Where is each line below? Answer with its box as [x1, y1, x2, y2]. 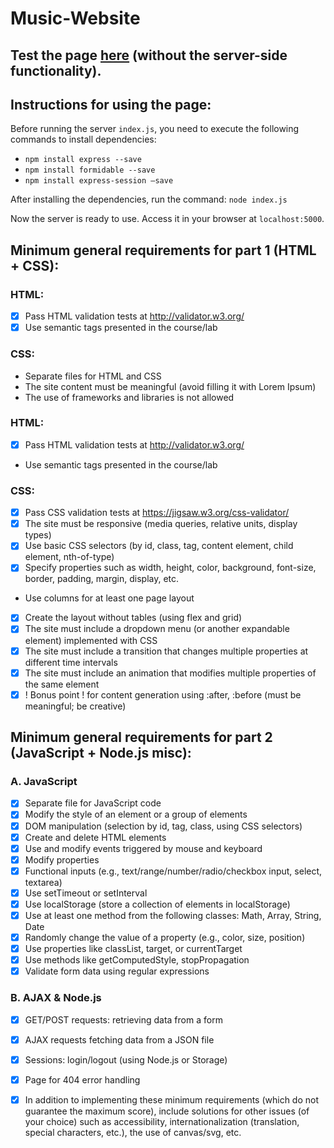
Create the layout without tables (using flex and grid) [24, 612, 243, 624]
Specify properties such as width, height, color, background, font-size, [24, 562, 317, 574]
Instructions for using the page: [10, 96, 212, 113]
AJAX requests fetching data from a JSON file [24, 1033, 215, 1046]
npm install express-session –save [24, 176, 174, 186]
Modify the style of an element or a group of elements [24, 808, 248, 821]
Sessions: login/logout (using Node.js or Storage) [24, 1053, 228, 1066]
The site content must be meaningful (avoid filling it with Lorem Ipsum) [24, 380, 317, 392]
